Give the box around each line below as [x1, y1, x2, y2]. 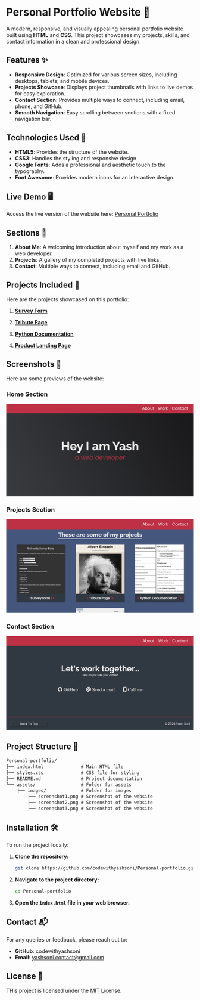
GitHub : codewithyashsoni [14, 948, 80, 955]
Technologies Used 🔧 [6, 132, 86, 143]
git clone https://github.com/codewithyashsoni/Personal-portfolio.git [14, 865, 196, 871]
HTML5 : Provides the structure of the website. [14, 148, 129, 156]
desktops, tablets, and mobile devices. [14, 77, 110, 84]
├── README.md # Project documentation [6, 776, 143, 782]
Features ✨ [6, 55, 48, 65]
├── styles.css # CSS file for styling [6, 770, 140, 776]
